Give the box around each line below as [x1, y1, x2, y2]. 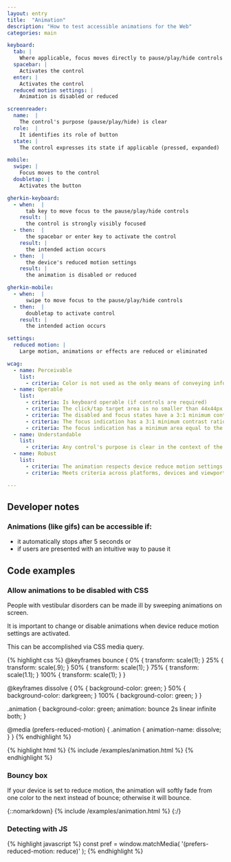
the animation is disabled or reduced [25, 272, 137, 279]
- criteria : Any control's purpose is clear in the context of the [25, 444, 223, 451]
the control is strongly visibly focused [25, 220, 146, 228]
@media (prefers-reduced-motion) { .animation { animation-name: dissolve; [7, 725, 222, 734]
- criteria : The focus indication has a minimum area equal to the [25, 424, 223, 431]
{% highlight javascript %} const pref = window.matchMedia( [7, 840, 180, 848]
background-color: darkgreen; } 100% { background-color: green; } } [7, 691, 202, 699]
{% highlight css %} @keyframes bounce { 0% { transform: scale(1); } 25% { [7, 656, 224, 664]
